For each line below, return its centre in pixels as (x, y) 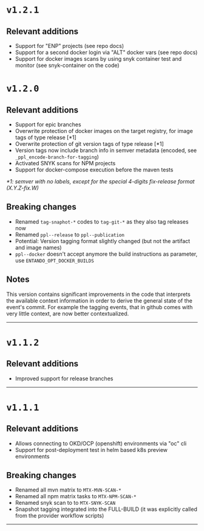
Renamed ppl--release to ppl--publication (70, 235)
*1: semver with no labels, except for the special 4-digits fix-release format (100, 181)
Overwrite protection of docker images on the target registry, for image (104, 131)
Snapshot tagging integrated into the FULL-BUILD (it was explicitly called (106, 509)
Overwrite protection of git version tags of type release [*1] (89, 144)
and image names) (38, 247)
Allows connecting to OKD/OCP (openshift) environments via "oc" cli (101, 443)
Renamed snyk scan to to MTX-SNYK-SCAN (65, 503)
